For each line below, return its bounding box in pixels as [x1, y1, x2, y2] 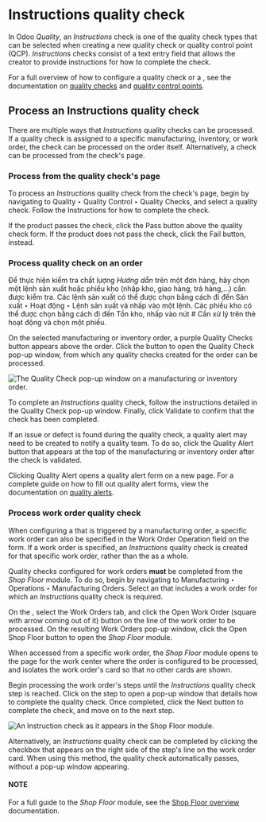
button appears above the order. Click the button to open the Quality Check [8, 342, 255, 351]
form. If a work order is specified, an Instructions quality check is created [8, 542, 249, 552]
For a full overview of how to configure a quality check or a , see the [8, 72, 232, 82]
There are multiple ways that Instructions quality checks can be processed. [8, 125, 255, 134]
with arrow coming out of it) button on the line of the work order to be [8, 615, 236, 625]
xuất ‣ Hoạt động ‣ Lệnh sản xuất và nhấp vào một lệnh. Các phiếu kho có [8, 300, 253, 311]
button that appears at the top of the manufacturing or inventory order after [8, 447, 255, 456]
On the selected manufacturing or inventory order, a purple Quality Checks [8, 333, 253, 343]
